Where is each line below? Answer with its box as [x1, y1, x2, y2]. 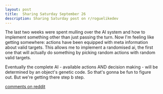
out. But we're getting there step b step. [5, 74, 85, 80]
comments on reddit [5, 84, 46, 90]
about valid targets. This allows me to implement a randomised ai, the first [5, 44, 153, 51]
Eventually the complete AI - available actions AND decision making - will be [5, 64, 158, 70]
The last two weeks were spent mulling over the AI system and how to [5, 29, 145, 35]
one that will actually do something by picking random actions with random [5, 50, 156, 55]
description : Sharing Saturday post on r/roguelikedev [5, 16, 119, 21]
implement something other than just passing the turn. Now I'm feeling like [5, 34, 154, 40]
